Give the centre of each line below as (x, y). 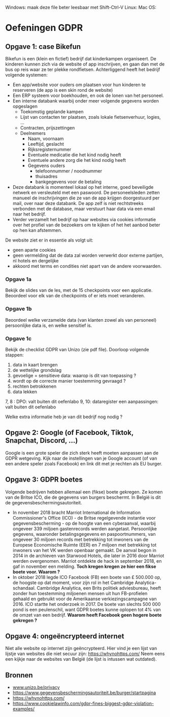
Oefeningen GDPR (44, 28)
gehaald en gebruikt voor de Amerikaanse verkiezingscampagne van (84, 599)
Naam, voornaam (46, 139)
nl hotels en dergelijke (36, 261)
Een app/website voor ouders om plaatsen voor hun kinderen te (79, 85)
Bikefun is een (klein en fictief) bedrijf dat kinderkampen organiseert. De (81, 59)
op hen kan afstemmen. (37, 230)
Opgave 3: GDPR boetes (44, 480)
